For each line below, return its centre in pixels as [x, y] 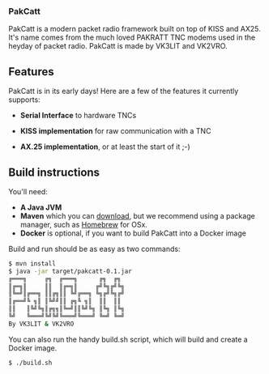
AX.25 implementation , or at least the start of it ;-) [105, 147]
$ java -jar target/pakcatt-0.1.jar [70, 271]
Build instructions [54, 172]
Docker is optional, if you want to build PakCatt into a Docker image [133, 233]
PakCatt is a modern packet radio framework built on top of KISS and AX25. [134, 29]
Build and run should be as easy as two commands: [94, 249]
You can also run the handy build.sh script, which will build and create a [128, 339]
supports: [24, 100]
